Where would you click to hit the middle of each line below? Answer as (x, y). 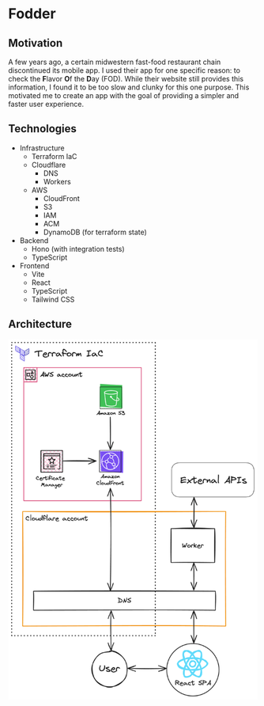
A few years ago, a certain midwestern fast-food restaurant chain (115, 62)
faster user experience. (46, 104)
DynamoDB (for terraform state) (95, 232)
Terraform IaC (54, 156)
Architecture (40, 324)
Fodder (32, 14)
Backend (34, 240)
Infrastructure (42, 148)
